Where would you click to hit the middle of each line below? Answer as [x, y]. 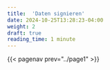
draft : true [24, 33]
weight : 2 [21, 26]
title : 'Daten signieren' [46, 14]
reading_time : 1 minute [42, 40]
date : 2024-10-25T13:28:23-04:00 [55, 20]
